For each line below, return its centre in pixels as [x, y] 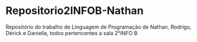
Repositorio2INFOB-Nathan [74, 11]
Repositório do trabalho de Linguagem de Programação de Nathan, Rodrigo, [99, 27]
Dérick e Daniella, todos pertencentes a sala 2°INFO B [72, 33]
